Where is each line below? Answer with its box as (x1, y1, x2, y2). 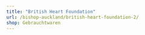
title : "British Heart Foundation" (6, 8, 96, 15)
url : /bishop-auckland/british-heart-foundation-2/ (6, 14, 139, 20)
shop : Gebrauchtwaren (6, 20, 61, 26)
